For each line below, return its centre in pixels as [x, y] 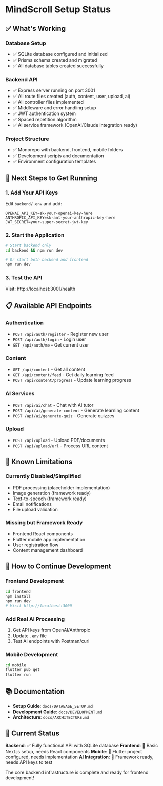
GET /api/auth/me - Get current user [51, 344]
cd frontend [18, 591]
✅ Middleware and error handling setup [54, 108]
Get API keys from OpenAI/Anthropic [52, 630]
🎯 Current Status [33, 733]
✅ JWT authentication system [44, 113]
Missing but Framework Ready [44, 523]
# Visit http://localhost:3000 [39, 606]
